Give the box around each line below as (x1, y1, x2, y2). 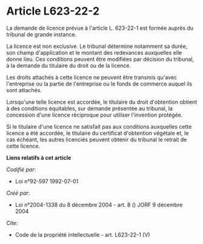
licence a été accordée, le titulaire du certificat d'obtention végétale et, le (6, 129, 189, 137)
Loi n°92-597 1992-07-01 (15, 177, 79, 185)
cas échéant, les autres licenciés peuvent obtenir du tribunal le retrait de (6, 135, 187, 143)
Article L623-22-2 (6, 4, 100, 18)
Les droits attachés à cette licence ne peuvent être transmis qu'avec (6, 73, 178, 81)
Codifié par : (6, 166, 36, 173)
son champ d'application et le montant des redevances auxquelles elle (6, 49, 182, 56)
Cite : (6, 219, 18, 226)
